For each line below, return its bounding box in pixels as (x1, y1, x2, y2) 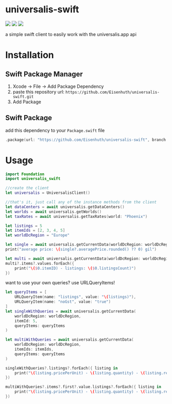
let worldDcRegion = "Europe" (5, 233, 70, 238)
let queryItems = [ (5, 289, 47, 295)
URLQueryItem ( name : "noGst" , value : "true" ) (14, 299, 111, 304)
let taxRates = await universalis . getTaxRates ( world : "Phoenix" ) (5, 214, 147, 219)
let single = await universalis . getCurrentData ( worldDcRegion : (5, 242, 143, 247)
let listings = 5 (5, 223, 42, 228)
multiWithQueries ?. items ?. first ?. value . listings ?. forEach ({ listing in (5, 384, 161, 390)
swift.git (12, 94, 34, 99)
